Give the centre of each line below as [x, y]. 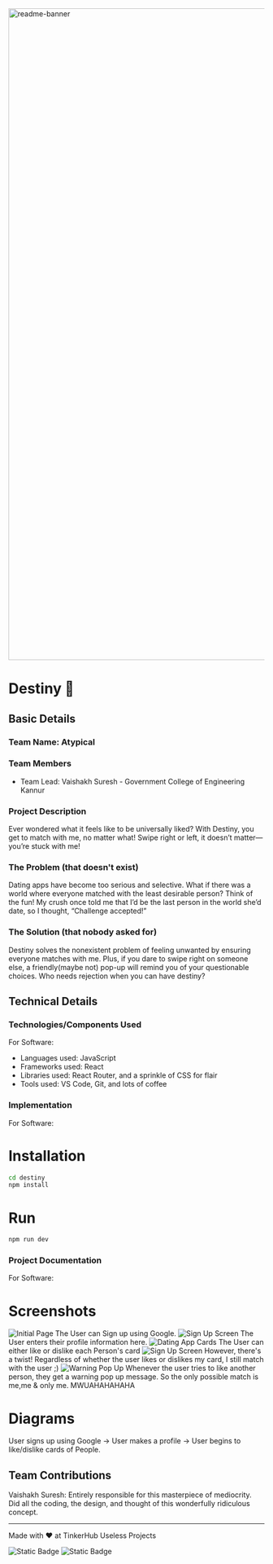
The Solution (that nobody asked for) [82, 932]
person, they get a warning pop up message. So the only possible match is [133, 1377]
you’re [19, 846]
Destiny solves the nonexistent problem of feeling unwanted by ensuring [130, 950]
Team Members [40, 763]
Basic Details [42, 719]
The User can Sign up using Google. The [155, 1333]
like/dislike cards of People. [54, 1450]
